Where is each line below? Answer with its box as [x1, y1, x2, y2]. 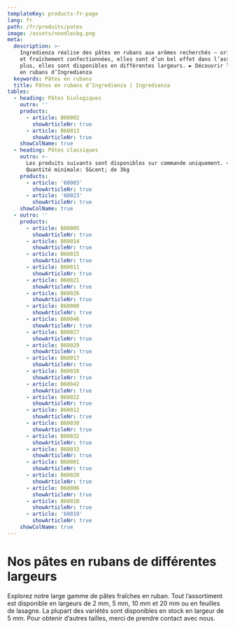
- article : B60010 [25, 498, 80, 505]
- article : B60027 [25, 328, 80, 335]
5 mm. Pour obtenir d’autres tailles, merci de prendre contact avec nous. [7, 614, 215, 622]
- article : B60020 [25, 472, 80, 479]
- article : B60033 [25, 445, 80, 453]
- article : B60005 [25, 224, 80, 231]
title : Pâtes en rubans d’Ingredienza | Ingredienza [13, 82, 171, 89]
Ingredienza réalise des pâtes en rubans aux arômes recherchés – [20, 50, 218, 57]
